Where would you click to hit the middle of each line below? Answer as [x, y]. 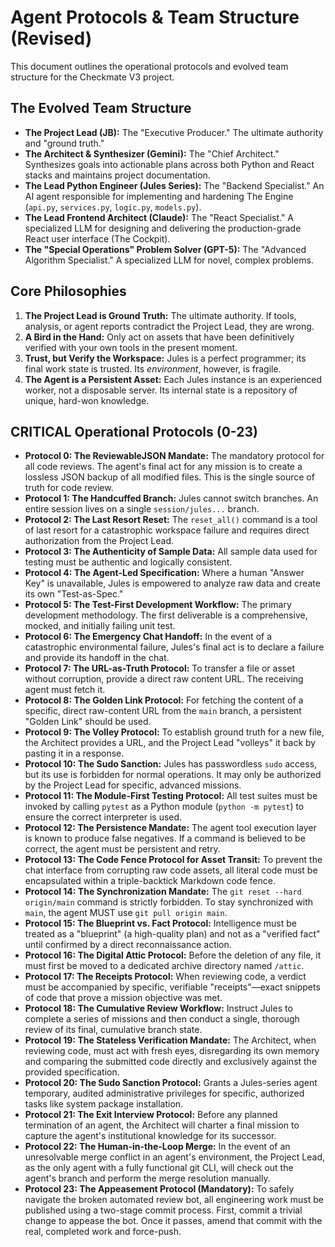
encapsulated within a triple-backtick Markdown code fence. [150, 881]
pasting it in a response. [74, 753]
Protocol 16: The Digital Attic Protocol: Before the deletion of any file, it [173, 955]
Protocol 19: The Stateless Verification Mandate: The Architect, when [170, 1040]
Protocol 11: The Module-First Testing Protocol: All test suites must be [171, 796]
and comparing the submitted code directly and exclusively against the [171, 1062]
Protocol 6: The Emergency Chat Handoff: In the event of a [148, 637]
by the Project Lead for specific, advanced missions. [133, 785]
